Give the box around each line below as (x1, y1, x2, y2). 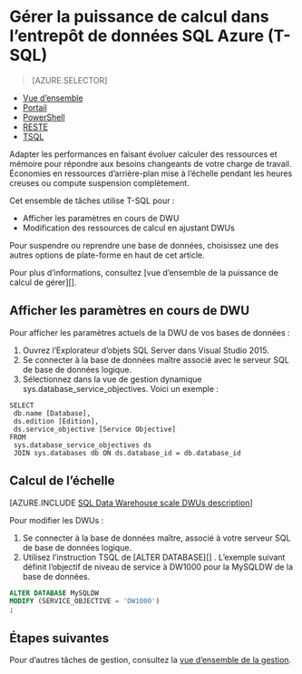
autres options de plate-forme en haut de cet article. (9, 249, 206, 260)
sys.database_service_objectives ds (13, 440, 152, 450)
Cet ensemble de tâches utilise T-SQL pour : (9, 195, 175, 206)
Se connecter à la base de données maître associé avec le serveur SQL (22, 354, 290, 365)
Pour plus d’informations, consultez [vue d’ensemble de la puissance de (9, 267, 278, 278)
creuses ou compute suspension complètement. (9, 177, 190, 188)
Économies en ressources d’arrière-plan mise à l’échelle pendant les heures (9, 168, 293, 179)
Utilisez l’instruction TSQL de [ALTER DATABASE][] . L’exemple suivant (22, 552, 286, 562)
